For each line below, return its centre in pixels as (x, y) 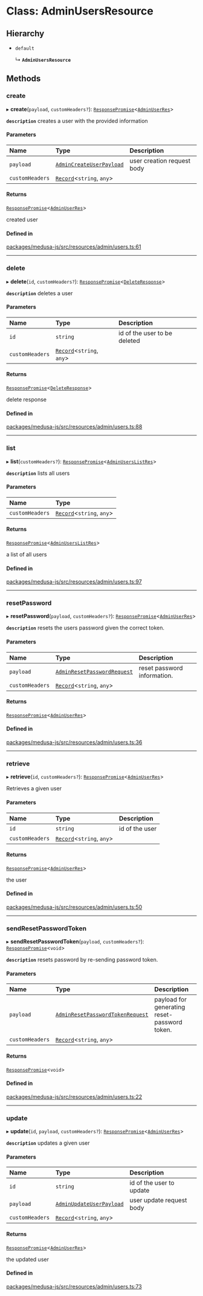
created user (22, 220)
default (24, 48)
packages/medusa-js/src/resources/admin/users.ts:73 (74, 1286)
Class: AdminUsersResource (80, 11)
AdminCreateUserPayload (89, 164)
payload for (170, 1000)
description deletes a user (40, 293)
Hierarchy (25, 34)
